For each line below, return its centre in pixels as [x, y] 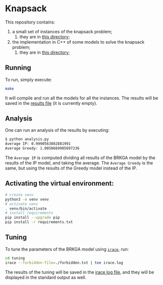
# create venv [20, 195]
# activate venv [21, 204]
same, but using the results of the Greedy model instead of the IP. [71, 168]
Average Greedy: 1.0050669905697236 [42, 148]
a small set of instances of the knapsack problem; [62, 31]
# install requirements [29, 213]
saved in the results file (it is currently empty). [51, 103]
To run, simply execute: [29, 79]
